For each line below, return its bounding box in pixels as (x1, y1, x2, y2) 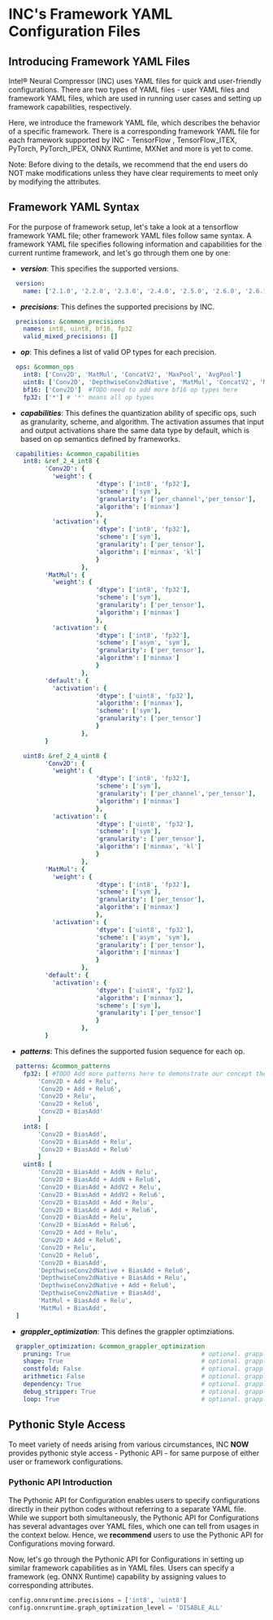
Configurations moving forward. (8, 1539, 115, 1548)
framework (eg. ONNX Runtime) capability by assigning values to (8, 1571, 226, 1581)
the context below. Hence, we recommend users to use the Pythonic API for (8, 1530, 264, 1539)
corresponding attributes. (8, 1580, 94, 1590)
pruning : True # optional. (23, 1350, 242, 1358)
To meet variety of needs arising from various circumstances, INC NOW (8, 1439, 249, 1449)
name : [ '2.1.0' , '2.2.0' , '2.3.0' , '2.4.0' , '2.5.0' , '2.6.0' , (23, 286, 242, 295)
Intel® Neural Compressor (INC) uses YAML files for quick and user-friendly (8, 76, 262, 85)
